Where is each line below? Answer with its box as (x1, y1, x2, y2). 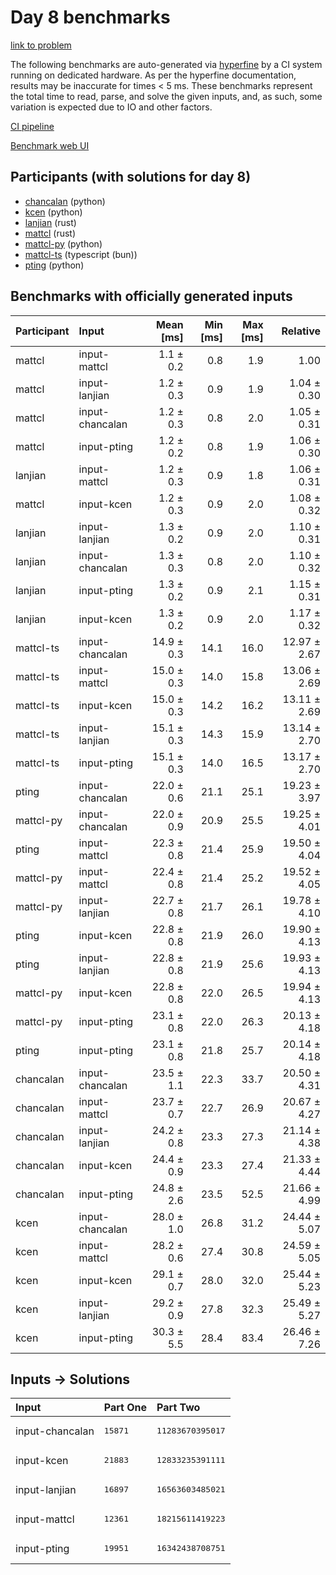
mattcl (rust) (24, 227, 77, 239)
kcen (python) (24, 206, 83, 218)
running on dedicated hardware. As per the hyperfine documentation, (10, 69, 297, 81)
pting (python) (24, 259, 85, 271)
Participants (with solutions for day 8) (10, 169, 252, 186)
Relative (281, 324, 321, 338)
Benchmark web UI (10, 139, 90, 151)
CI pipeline (10, 120, 55, 132)
